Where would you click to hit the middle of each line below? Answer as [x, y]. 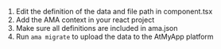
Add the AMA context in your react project [85, 20]
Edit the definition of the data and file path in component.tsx [114, 11]
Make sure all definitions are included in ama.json [97, 28]
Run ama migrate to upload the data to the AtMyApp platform [114, 36]
